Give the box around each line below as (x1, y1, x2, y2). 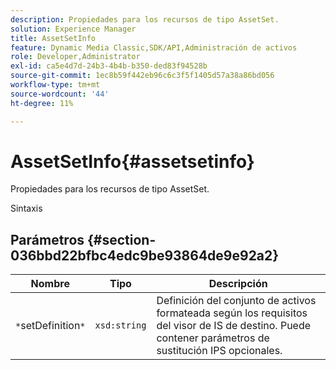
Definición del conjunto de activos (156, 294, 317, 308)
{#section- (87, 231, 157, 248)
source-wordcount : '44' (10, 89, 110, 99)
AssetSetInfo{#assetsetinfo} (10, 150, 255, 173)
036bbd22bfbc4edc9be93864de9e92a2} (10, 247, 280, 264)
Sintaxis (10, 202, 43, 215)
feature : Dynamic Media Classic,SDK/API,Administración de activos (10, 42, 298, 53)
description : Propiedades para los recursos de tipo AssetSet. (10, 14, 280, 25)
